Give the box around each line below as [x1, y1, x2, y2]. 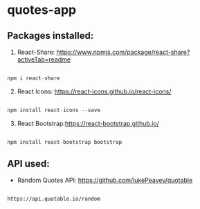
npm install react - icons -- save [7, 107, 100, 113]
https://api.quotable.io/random [7, 196, 100, 203]
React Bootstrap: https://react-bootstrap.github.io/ [17, 119, 159, 127]
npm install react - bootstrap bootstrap [7, 138, 122, 145]
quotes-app [7, 2, 77, 18]
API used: [7, 158, 50, 170]
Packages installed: [7, 30, 94, 42]
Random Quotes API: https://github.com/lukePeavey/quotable [17, 176, 193, 185]
